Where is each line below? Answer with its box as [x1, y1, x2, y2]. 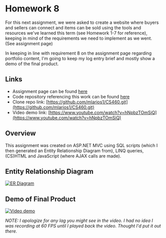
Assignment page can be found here [12, 88, 88, 94]
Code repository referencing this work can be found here [12, 93, 130, 99]
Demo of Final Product [5, 195, 76, 203]
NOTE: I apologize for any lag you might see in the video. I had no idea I [5, 218, 153, 224]
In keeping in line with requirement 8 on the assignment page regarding [5, 50, 152, 56]
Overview [5, 129, 36, 138]
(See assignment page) [5, 40, 53, 46]
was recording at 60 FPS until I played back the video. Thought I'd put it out [5, 223, 161, 229]
